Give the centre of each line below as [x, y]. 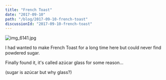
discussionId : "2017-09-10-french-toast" [49, 24]
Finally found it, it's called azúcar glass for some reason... [64, 62]
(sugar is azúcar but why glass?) [39, 72]
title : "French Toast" [29, 10]
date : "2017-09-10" [25, 14]
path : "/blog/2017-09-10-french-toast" [47, 19]
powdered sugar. [22, 53]
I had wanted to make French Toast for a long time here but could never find [83, 47]
